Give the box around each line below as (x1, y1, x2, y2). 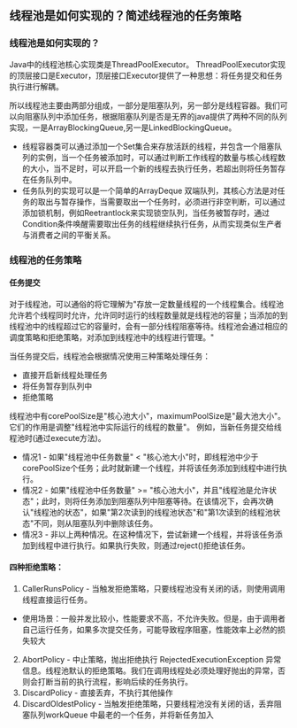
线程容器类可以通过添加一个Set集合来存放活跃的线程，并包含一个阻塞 (21, 141, 275, 151)
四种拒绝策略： (9, 561, 64, 573)
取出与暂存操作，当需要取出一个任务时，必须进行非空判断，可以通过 (37, 196, 286, 206)
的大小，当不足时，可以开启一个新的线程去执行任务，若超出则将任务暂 (21, 163, 278, 174)
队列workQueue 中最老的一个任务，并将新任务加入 (29, 709, 215, 720)
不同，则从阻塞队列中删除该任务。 (34, 517, 158, 529)
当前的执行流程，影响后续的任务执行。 (52, 677, 193, 687)
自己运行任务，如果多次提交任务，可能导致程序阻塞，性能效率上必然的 (21, 624, 278, 635)
